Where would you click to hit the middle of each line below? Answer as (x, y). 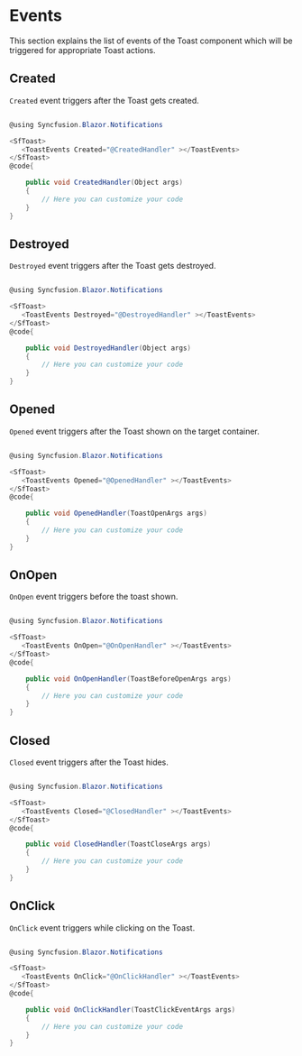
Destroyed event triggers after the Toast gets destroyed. (113, 266)
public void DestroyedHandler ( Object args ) (109, 348)
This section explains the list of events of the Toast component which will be (151, 41)
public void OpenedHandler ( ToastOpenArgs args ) (116, 514)
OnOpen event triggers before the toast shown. (94, 597)
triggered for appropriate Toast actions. (82, 50)
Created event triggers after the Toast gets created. (105, 100)
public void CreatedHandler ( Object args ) (104, 183)
